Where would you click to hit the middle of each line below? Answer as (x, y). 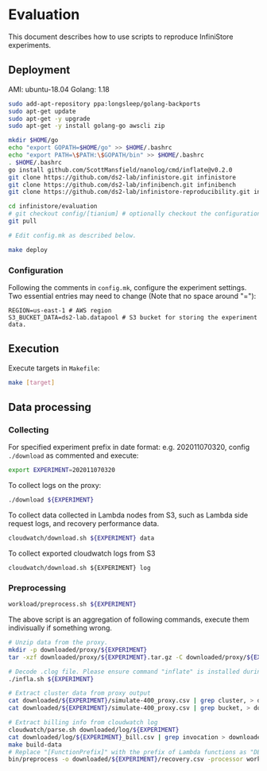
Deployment (39, 70)
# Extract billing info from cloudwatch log (83, 723)
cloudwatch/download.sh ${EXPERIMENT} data (81, 538)
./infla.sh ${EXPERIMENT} (51, 679)
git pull (23, 221)
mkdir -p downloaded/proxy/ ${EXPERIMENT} (78, 649)
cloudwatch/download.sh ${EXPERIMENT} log (79, 568)
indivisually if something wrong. (60, 628)
